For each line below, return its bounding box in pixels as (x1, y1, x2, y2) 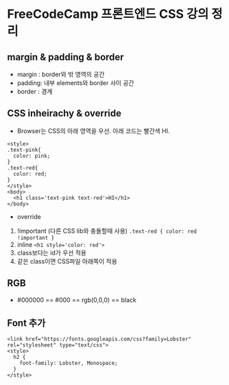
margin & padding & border (7, 51, 125, 62)
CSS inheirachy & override (7, 108, 122, 119)
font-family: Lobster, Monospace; (19, 360, 118, 367)
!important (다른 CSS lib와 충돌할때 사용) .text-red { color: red (16, 226, 197, 235)
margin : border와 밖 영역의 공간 (16, 70, 105, 78)
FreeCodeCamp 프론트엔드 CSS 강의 (7, 6, 209, 22)
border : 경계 (16, 87, 53, 95)
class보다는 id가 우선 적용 (16, 248, 87, 257)
